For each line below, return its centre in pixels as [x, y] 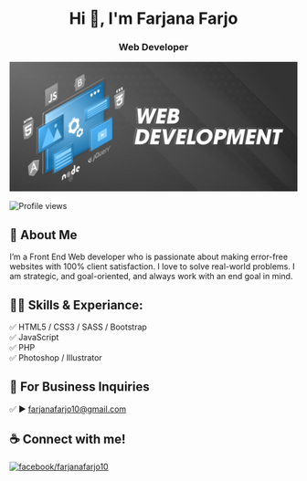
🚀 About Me [43, 235]
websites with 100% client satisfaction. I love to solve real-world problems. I [152, 267]
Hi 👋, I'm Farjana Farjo [153, 19]
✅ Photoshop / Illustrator [56, 358]
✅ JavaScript [34, 337]
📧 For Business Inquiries [79, 387]
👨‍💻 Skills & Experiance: [76, 305]
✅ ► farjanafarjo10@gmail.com [68, 409]
